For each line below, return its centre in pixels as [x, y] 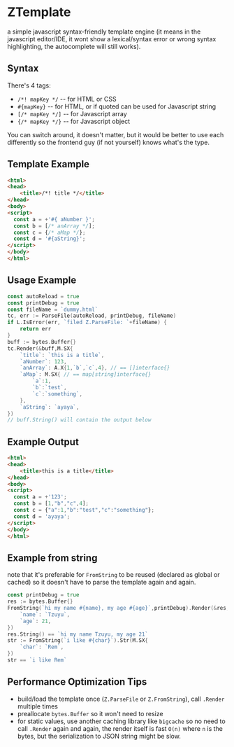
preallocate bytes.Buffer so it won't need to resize [90, 713]
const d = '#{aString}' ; [50, 239]
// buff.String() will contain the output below [79, 420]
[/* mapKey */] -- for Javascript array [72, 113]
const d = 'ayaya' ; [42, 516]
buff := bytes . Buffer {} [42, 342]
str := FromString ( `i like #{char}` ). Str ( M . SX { [78, 641]
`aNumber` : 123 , [44, 361]
